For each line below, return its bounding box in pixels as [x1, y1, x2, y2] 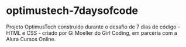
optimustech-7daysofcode [6, 4, 139, 17]
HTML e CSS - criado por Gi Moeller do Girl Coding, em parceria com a [6, 29, 177, 36]
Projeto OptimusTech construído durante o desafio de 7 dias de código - [6, 23, 180, 30]
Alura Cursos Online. [6, 35, 56, 42]
